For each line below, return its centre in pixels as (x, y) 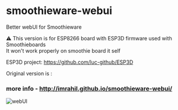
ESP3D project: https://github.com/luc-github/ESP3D (70, 62)
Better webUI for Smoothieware (44, 27)
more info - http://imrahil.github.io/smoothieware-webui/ (89, 88)
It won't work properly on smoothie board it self (63, 50)
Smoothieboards (26, 44)
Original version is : (29, 73)
